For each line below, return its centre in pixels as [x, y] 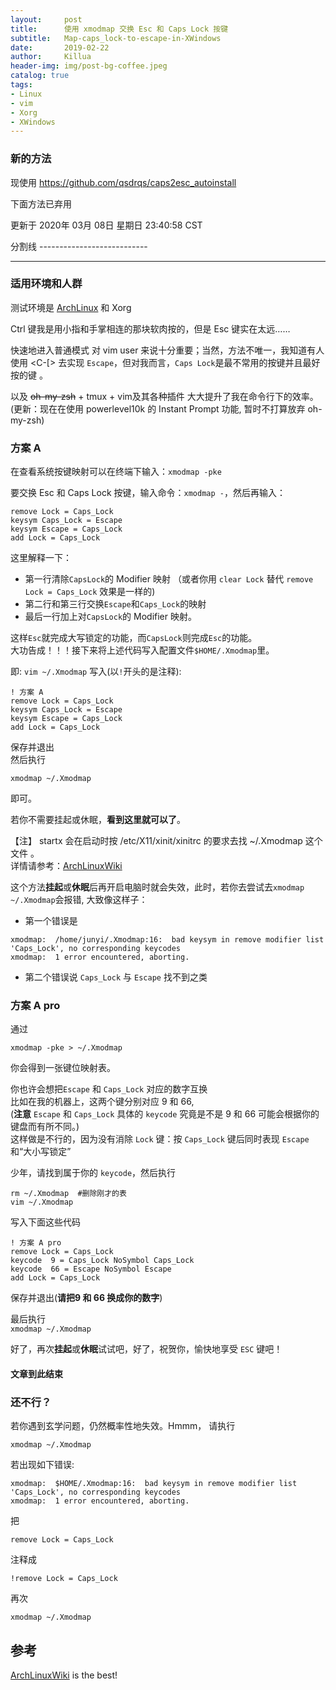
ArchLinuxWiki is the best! [64, 1675]
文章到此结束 [36, 1374]
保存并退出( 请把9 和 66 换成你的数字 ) [86, 1298]
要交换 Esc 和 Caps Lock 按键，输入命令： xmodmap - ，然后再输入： [148, 493]
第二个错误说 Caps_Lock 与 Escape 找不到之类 [116, 977]
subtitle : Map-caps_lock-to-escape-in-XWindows [116, 38]
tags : [21, 85]
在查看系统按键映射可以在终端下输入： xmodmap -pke [116, 472]
